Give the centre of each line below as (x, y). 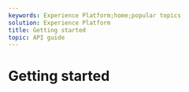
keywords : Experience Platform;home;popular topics (94, 15)
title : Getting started (47, 30)
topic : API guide (37, 37)
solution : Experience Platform (59, 23)
